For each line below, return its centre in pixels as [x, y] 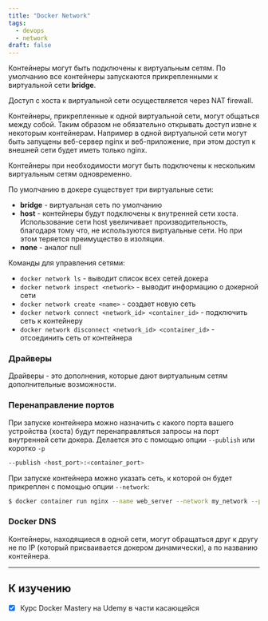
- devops [30, 30]
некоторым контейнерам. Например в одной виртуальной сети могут [128, 133]
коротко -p [27, 448]
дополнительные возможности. [63, 384]
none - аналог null [51, 248]
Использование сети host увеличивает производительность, [124, 222]
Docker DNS [32, 522]
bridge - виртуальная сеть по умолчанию [91, 205]
